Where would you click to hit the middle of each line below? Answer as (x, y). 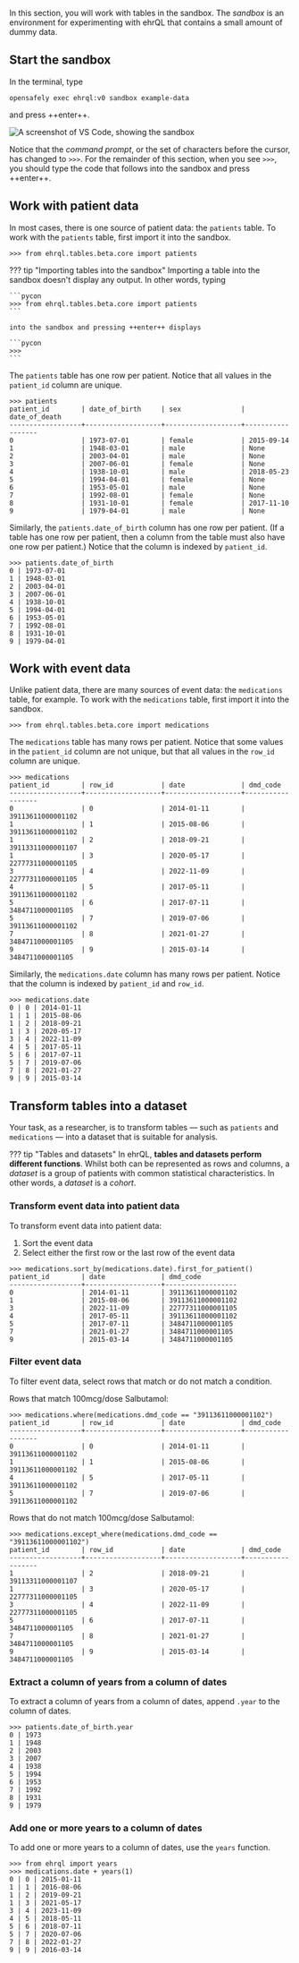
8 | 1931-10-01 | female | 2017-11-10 (149, 503)
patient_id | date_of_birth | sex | (127, 409)
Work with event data (70, 669)
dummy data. (33, 32)
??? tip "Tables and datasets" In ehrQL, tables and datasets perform (136, 1155)
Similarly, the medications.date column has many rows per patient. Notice (145, 974)
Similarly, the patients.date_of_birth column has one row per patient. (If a (147, 527)
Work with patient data (74, 206)
